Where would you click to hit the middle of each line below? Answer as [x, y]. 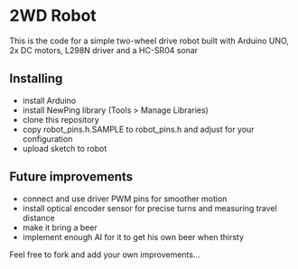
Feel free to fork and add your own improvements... [105, 255]
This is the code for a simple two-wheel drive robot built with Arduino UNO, [149, 41]
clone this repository [61, 119]
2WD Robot [53, 16]
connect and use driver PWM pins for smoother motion [125, 199]
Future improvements [71, 177]
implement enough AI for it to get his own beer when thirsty [133, 237]
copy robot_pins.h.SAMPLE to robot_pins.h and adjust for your [138, 129]
